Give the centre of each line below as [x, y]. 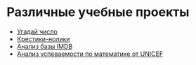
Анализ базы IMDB [45, 46]
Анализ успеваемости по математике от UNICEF [90, 54]
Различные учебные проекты [98, 12]
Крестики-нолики [44, 38]
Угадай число [37, 31]
